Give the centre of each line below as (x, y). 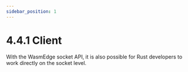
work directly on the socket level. (46, 63)
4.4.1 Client (34, 40)
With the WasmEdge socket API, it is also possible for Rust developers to (94, 57)
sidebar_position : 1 (32, 11)
